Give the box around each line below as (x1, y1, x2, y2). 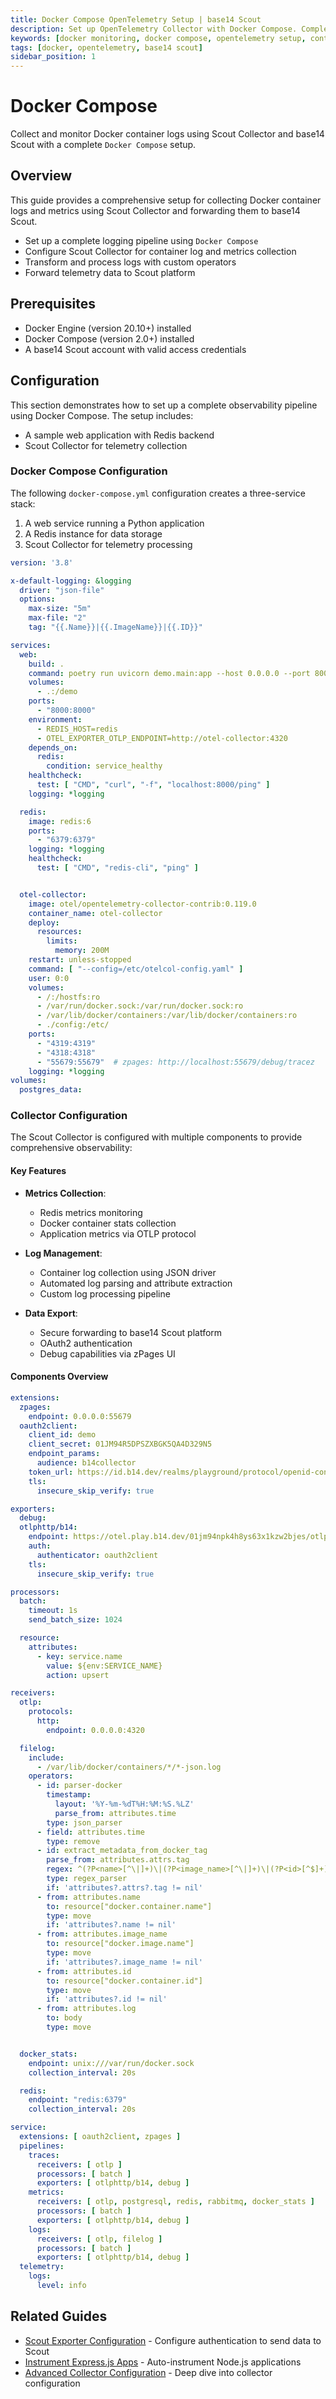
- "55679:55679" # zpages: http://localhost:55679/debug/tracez (36, 1057, 315, 1067)
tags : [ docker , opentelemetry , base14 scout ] (10, 42, 203, 53)
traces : (28, 2150, 60, 2160)
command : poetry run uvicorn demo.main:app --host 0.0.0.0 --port (28, 668, 311, 678)
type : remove (46, 1836, 101, 1846)
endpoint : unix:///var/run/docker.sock (28, 2058, 195, 2068)
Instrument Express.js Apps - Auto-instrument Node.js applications (24, 2356, 302, 2368)
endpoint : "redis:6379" (28, 2095, 128, 2105)
